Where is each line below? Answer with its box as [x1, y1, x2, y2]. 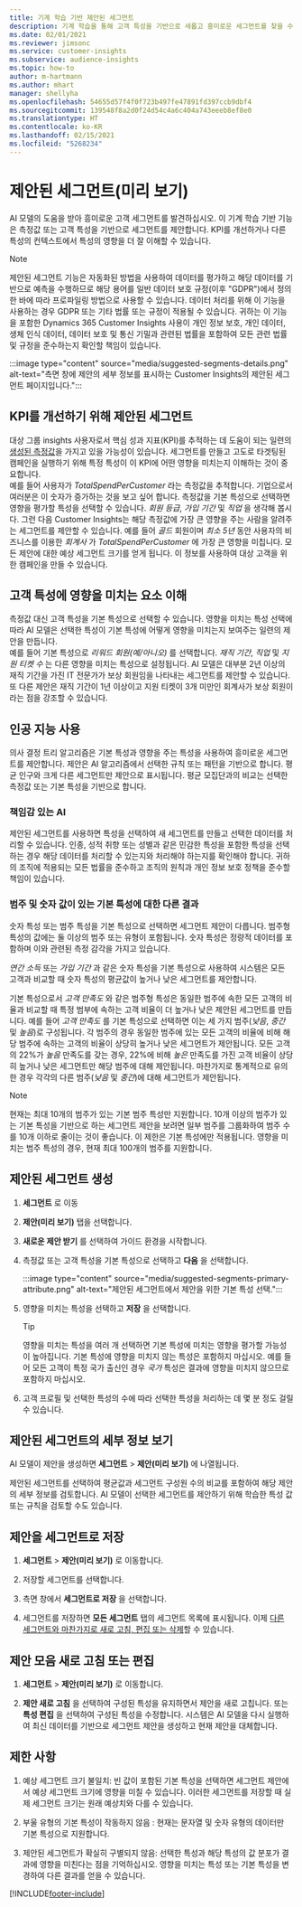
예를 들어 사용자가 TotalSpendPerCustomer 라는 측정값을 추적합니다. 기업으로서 [9, 480, 293, 491]
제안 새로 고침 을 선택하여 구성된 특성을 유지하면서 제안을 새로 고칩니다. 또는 [22, 1697, 288, 1708]
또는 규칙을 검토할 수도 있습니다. [9, 1500, 124, 1511]
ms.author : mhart [9, 80, 75, 89]
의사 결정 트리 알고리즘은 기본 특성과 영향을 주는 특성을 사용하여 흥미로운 [9, 747, 264, 758]
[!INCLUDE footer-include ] [9, 1888, 105, 1899]
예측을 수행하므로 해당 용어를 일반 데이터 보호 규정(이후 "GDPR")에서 [32, 283, 275, 294]
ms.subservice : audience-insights [9, 55, 140, 64]
